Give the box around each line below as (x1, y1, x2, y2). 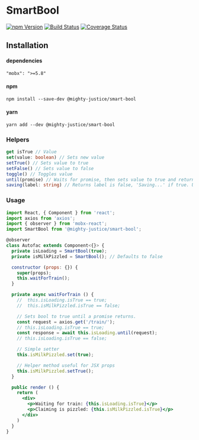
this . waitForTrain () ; (17, 275, 70, 281)
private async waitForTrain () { (11, 292, 94, 298)
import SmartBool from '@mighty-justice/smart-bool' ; (6, 227, 142, 232)
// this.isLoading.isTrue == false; (17, 335, 108, 342)
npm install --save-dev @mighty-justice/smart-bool (6, 96, 136, 102)
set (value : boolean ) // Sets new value (6, 155, 105, 161)
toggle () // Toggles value (6, 171, 73, 177)
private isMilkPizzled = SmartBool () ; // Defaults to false (11, 253, 163, 259)
